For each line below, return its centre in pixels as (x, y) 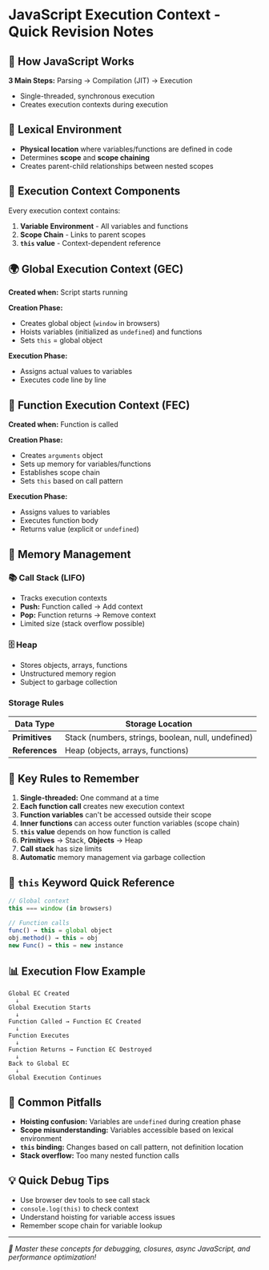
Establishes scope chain (60, 472)
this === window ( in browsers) (60, 909)
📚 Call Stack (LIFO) (47, 577)
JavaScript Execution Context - (114, 15)
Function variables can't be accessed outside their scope (116, 815)
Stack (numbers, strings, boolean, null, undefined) (159, 737)
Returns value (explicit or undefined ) (79, 529)
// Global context (39, 901)
